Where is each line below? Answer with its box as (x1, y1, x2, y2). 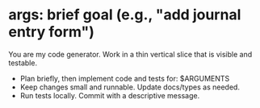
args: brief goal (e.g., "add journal (8, 6, 241, 24)
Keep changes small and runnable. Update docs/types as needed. (19, 82, 241, 92)
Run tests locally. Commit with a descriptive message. (19, 90, 200, 100)
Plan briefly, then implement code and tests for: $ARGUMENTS (19, 73, 230, 83)
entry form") (8, 23, 94, 41)
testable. (8, 58, 38, 68)
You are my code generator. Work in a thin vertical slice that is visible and (8, 49, 253, 59)
